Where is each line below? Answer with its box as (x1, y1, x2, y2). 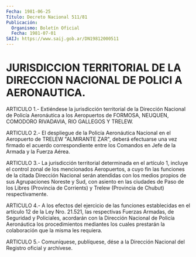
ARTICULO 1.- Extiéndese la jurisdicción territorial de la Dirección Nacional (6, 105, 186, 112)
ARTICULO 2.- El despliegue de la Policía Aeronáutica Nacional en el (6, 129, 171, 136)
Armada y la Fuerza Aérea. (6, 148, 70, 155)
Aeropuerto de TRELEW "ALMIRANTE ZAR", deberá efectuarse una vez (6, 136, 177, 143)
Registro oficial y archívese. (6, 244, 73, 251)
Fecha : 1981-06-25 (6, 8, 51, 15)
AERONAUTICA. (6, 86, 86, 100)
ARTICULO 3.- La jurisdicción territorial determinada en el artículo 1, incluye (6, 159, 188, 166)
